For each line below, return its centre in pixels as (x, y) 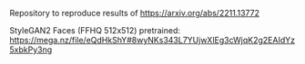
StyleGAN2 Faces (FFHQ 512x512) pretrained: (95, 30)
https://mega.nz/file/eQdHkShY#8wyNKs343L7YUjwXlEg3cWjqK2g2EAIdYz (152, 40)
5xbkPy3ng (31, 50)
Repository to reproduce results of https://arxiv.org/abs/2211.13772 (134, 13)
